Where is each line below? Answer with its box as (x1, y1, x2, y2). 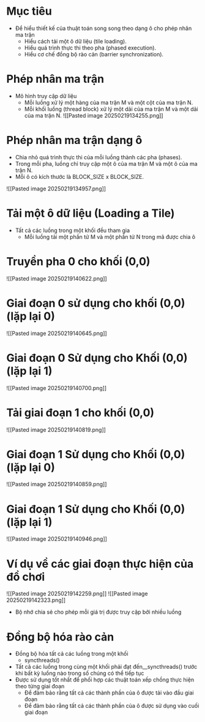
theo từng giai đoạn (15, 683, 65, 690)
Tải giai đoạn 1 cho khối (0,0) (6, 405, 155, 419)
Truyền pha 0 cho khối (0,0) (6, 254, 151, 268)
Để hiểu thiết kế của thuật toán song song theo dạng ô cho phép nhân (15, 24, 192, 32)
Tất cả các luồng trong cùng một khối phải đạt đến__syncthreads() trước (15, 663, 198, 671)
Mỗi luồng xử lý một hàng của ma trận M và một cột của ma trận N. (24, 99, 193, 106)
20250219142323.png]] (6, 596, 66, 604)
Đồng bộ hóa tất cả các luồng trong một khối (15, 650, 129, 658)
